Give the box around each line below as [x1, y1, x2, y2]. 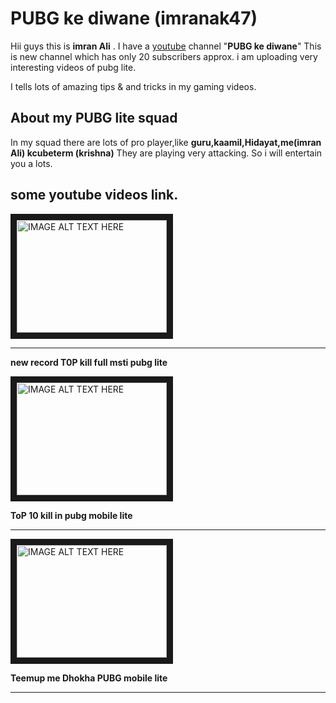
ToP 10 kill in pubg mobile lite [10, 509, 133, 521]
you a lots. [10, 157, 53, 169]
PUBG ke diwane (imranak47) [10, 7, 258, 30]
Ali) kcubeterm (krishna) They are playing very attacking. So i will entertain [10, 147, 323, 159]
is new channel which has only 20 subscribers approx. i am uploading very [10, 50, 318, 62]
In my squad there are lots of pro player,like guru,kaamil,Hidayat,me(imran [10, 136, 322, 148]
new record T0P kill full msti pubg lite [10, 356, 168, 368]
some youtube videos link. [10, 187, 179, 204]
